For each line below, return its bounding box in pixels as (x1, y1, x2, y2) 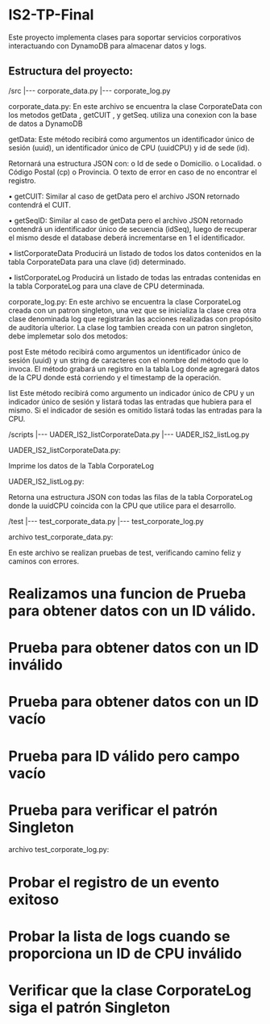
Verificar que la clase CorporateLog (8, 981, 252, 999)
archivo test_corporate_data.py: (8, 531, 114, 542)
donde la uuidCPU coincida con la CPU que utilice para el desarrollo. (8, 501, 236, 510)
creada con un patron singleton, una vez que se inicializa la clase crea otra (8, 305, 256, 315)
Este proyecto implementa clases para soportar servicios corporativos (8, 32, 242, 42)
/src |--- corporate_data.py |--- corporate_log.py (8, 86, 171, 95)
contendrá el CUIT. (8, 199, 71, 209)
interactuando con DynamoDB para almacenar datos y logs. (8, 40, 207, 50)
